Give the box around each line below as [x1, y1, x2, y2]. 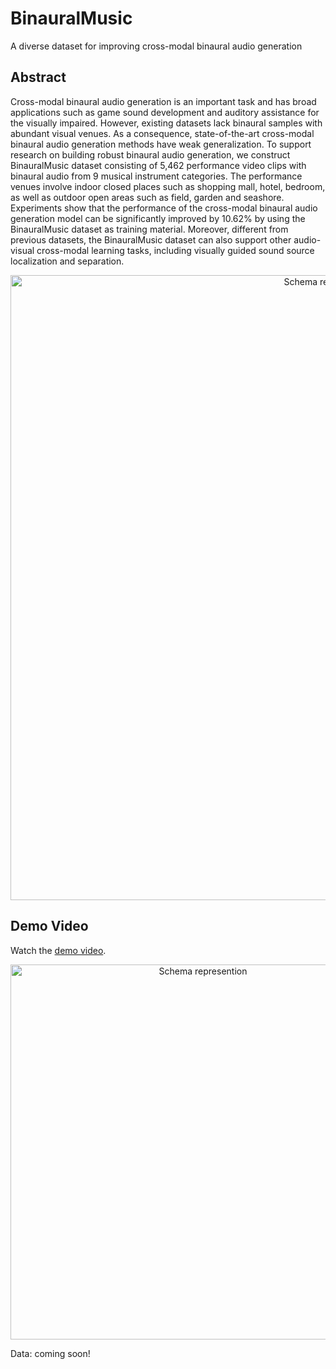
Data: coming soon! [10, 1347, 91, 1359]
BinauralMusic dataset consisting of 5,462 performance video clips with [10, 159, 307, 171]
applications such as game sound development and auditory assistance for [10, 106, 320, 118]
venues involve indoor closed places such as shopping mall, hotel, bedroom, [10, 180, 326, 192]
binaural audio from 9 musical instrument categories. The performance [10, 170, 303, 182]
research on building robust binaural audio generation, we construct [10, 148, 291, 161]
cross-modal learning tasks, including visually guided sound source [36, 244, 315, 256]
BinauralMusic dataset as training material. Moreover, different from [10, 223, 289, 235]
